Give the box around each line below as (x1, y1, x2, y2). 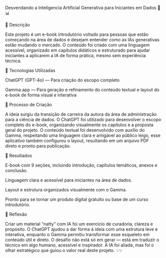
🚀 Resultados (5, 153, 32, 159)
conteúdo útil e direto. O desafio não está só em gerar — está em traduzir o (5, 237, 160, 243)
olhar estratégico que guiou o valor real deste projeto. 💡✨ (5, 248, 123, 253)
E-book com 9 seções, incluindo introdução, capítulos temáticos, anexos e (5, 162, 158, 168)
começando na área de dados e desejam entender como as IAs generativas (5, 37, 160, 42)
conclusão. (5, 168, 28, 173)
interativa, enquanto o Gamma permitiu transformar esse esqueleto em (5, 232, 150, 237)
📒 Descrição (5, 22, 30, 27)
